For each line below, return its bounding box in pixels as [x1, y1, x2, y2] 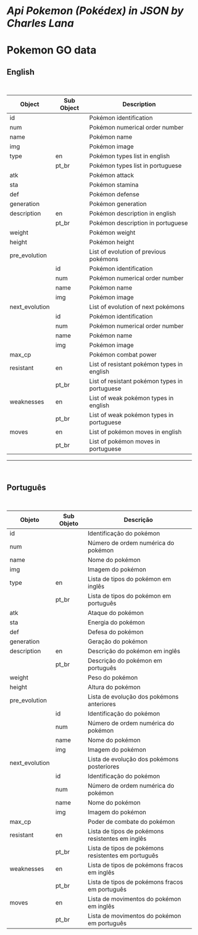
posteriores [88, 763, 120, 770]
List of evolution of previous [89, 248, 166, 256]
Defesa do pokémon [88, 628, 144, 636]
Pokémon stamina [89, 181, 139, 189]
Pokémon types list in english [89, 152, 170, 160]
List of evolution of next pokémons [89, 303, 184, 311]
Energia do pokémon [88, 618, 145, 626]
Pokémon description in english [89, 209, 176, 218]
